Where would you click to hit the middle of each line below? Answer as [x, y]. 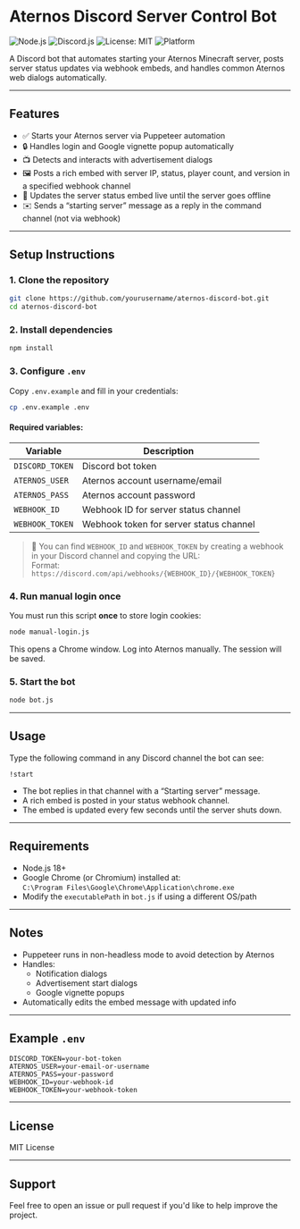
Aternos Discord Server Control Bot [143, 17]
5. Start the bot [42, 681]
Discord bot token [119, 466]
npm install [31, 349]
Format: [46, 565]
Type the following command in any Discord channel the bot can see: [137, 758]
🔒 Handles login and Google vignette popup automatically [128, 146]
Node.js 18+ [44, 868]
